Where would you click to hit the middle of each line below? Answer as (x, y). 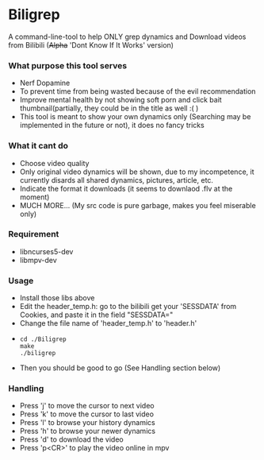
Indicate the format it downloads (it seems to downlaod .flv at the (126, 188)
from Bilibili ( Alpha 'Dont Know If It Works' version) (91, 44)
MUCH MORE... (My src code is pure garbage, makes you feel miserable (138, 205)
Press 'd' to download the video (72, 439)
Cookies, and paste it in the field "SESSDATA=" (96, 315)
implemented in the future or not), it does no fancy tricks (112, 126)
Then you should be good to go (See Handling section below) (120, 368)
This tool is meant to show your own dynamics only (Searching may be (135, 117)
